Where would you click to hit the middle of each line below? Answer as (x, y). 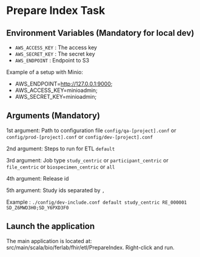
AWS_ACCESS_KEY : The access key (56, 47)
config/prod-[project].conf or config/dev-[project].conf (80, 136)
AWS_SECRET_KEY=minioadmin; (56, 97)
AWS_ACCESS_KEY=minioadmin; (56, 90)
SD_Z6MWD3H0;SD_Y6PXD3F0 (38, 208)
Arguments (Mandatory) (53, 116)
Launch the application (51, 226)
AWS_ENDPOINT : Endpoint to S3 (52, 60)
